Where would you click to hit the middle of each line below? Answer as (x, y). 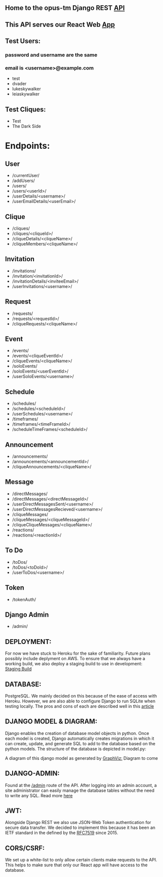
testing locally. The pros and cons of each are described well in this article (80, 706)
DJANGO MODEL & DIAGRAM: (51, 722)
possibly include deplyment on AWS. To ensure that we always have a (75, 659)
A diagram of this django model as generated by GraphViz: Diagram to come (81, 758)
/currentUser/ (26, 176)
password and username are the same (51, 55)
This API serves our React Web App (60, 25)
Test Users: (23, 41)
